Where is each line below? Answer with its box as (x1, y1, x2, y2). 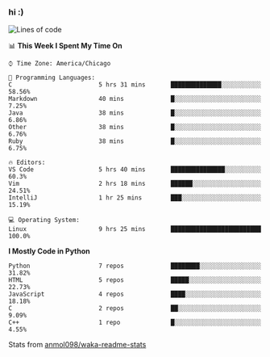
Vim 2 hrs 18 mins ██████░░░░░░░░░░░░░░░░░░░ (8, 180, 262, 188)
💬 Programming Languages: (8, 73, 95, 82)
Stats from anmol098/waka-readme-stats (8, 340, 147, 350)
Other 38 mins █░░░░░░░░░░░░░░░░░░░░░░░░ (8, 124, 262, 132)
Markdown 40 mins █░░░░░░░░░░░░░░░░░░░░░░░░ (8, 95, 262, 103)
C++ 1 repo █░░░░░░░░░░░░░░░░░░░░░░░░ (8, 318, 262, 327)
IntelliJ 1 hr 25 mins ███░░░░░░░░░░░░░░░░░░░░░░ (8, 194, 262, 202)
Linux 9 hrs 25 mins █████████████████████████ (8, 225, 262, 233)
